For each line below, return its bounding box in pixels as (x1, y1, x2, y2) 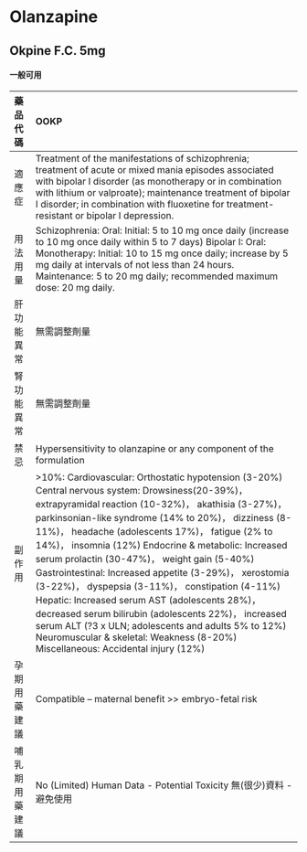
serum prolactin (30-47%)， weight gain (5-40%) (35, 552, 255, 565)
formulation (35, 453, 85, 466)
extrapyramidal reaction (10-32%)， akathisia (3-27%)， (35, 497, 287, 510)
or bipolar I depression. (74, 208, 175, 221)
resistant (35, 208, 73, 221)
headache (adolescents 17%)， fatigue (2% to (71, 525, 273, 538)
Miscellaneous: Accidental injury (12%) (35, 642, 206, 655)
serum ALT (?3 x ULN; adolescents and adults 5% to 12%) (35, 619, 287, 632)
